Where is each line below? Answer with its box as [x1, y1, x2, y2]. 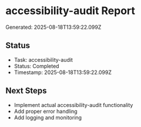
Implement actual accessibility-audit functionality [14, 101, 133, 108]
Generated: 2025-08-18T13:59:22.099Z [5, 24, 102, 31]
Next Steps [5, 86, 47, 96]
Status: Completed [14, 62, 59, 69]
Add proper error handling [14, 108, 78, 115]
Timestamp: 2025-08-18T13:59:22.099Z [14, 69, 112, 76]
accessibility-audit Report [5, 4, 136, 18]
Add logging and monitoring [14, 113, 82, 121]
